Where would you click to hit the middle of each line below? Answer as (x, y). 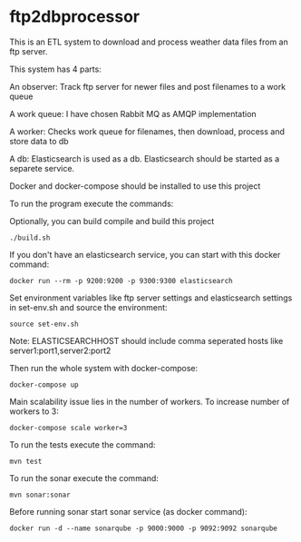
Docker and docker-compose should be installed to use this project (135, 186)
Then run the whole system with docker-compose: (103, 368)
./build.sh (30, 238)
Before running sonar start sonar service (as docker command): (128, 511)
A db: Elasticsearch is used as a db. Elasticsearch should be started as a (144, 158)
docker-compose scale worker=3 (68, 428)
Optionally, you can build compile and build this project (112, 221)
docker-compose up (44, 384)
